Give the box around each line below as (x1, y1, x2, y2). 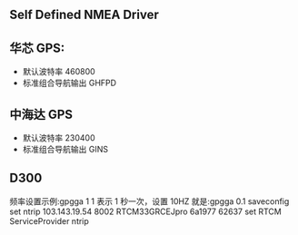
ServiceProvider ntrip (9, 215, 89, 226)
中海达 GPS (9, 106, 74, 122)
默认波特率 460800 (22, 66, 95, 77)
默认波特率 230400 (22, 132, 95, 143)
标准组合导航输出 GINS (22, 144, 109, 155)
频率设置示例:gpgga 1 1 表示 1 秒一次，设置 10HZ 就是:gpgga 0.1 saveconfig (9, 195, 290, 207)
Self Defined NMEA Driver (9, 7, 159, 23)
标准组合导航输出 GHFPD (22, 77, 116, 89)
